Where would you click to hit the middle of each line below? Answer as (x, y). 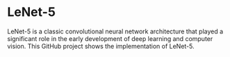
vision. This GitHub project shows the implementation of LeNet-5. (101, 46)
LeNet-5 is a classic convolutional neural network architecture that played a (115, 31)
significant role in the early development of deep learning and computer (110, 38)
